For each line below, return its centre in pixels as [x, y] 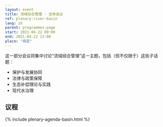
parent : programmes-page [30, 28]
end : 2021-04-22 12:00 [28, 37]
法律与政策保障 [27, 78]
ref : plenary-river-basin [31, 18]
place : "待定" [19, 41]
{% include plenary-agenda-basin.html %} [47, 119]
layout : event [19, 9]
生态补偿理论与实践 [31, 84]
